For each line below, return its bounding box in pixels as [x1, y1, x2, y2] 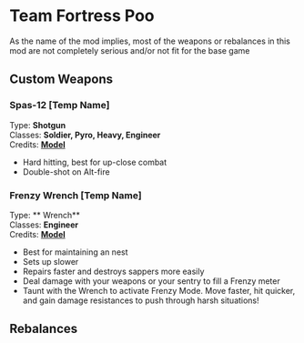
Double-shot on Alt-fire [22, 166, 111, 177]
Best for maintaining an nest [22, 247, 129, 257]
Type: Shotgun [9, 119, 66, 130]
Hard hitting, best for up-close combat [22, 156, 167, 167]
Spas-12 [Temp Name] [9, 99, 110, 112]
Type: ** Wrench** [9, 209, 80, 220]
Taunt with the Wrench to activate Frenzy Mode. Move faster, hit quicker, [22, 285, 296, 296]
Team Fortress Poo [9, 5, 155, 26]
